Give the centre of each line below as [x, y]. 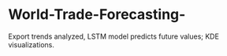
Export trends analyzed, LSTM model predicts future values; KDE [113, 36]
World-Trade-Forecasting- [97, 15]
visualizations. [32, 44]
